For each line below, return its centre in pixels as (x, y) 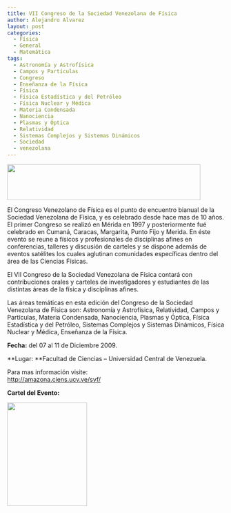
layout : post (26, 26)
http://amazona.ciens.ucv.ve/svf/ (54, 379)
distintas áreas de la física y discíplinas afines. (73, 289)
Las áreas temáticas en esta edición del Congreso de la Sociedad (100, 302)
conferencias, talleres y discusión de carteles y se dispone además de (107, 246)
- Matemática (32, 52)
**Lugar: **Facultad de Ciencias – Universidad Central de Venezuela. (107, 359)
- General (27, 46)
